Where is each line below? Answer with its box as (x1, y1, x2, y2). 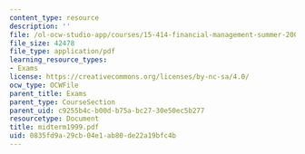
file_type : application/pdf (9, 47, 116, 56)
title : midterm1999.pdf (9, 123, 100, 132)
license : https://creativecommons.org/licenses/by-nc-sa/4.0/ (9, 72, 250, 82)
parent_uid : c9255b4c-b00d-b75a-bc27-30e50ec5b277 (9, 106, 205, 115)
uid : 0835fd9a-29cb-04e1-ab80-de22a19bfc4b (9, 131, 177, 140)
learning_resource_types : (9, 55, 107, 64)
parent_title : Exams (9, 89, 88, 98)
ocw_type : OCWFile (9, 81, 79, 90)
